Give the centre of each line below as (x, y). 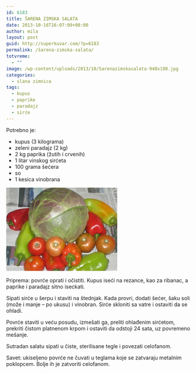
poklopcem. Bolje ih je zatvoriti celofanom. (58, 364)
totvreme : (18, 56)
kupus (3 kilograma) (39, 142)
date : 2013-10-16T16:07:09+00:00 (47, 25)
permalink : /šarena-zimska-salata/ (50, 50)
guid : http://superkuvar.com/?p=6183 (53, 44)
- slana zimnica (31, 81)
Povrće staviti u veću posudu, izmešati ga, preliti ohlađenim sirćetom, (91, 322)
